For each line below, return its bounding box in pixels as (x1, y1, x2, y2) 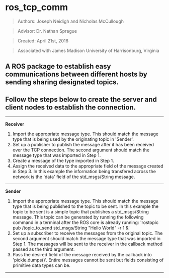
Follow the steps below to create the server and (5, 95, 157, 103)
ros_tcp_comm (5, 2, 68, 13)
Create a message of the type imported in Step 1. (12, 158, 114, 164)
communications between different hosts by (5, 70, 147, 79)
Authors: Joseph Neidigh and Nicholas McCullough (17, 18, 124, 24)
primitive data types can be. (12, 262, 71, 268)
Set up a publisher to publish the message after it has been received (12, 142, 154, 148)
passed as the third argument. (12, 246, 75, 252)
